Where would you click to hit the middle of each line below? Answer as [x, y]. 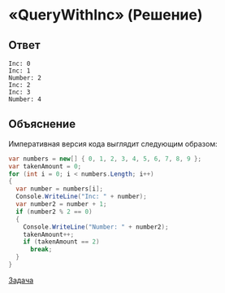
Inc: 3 [19, 92]
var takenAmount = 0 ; [45, 166]
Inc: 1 [19, 71]
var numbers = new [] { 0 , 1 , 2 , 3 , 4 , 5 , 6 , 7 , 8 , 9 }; [105, 159]
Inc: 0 [19, 63]
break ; [41, 250]
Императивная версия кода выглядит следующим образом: [113, 143]
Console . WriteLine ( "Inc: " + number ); [82, 197]
